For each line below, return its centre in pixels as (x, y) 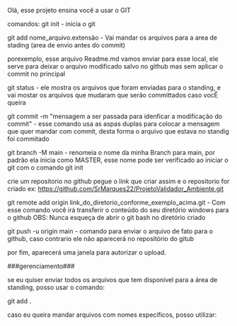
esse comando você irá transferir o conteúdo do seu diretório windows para (118, 210)
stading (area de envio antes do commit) (67, 45)
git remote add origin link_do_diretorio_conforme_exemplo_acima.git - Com (116, 202)
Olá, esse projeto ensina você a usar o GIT (69, 10)
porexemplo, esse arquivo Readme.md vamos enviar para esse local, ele (113, 59)
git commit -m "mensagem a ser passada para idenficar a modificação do (115, 116)
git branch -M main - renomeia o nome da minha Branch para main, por (111, 152)
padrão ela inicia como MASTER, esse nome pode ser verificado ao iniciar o (118, 160)
